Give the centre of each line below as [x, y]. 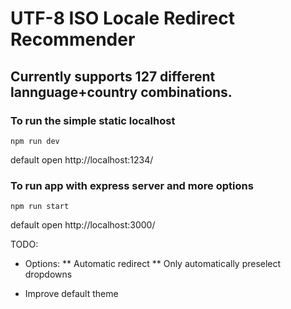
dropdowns [48, 274]
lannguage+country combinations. [121, 92]
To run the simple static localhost [93, 120]
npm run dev [35, 141]
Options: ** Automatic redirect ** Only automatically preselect [153, 264]
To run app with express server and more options [132, 185]
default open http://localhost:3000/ [83, 225]
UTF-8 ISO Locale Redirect [122, 18]
